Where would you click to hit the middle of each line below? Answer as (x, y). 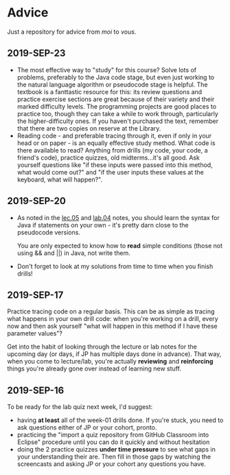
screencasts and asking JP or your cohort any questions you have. (111, 464)
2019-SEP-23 (36, 53)
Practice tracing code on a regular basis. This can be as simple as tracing (111, 311)
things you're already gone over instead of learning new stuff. (94, 368)
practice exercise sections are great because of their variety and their (116, 99)
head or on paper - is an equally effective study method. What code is (116, 143)
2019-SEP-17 (35, 295)
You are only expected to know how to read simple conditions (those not (120, 245)
